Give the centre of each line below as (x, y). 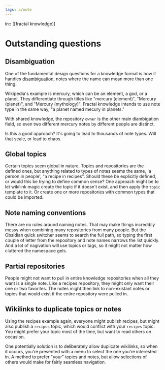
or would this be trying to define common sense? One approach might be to (82, 182)
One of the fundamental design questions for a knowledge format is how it (81, 73)
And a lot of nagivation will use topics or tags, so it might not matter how (79, 246)
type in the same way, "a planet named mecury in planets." (65, 109)
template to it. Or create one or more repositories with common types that (80, 192)
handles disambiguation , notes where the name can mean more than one (79, 79)
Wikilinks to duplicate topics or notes (63, 309)
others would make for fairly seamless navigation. (56, 362)
